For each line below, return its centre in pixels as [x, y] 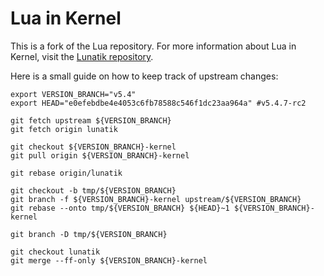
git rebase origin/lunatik [66, 173]
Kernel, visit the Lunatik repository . [82, 56]
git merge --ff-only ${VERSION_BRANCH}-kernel [109, 260]
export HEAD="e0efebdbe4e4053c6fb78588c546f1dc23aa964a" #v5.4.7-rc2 [158, 103]
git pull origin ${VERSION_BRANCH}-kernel [100, 155]
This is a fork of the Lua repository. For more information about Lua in [153, 46]
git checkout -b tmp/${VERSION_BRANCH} [93, 190]
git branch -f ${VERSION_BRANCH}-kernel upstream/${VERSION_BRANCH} [156, 199]
